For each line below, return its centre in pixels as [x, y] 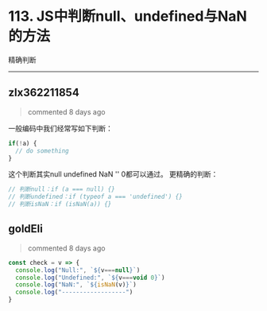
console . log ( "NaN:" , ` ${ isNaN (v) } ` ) [76, 285]
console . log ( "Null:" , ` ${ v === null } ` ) [78, 270]
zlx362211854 [44, 93]
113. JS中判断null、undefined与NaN [128, 16]
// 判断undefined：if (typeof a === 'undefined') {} [95, 197]
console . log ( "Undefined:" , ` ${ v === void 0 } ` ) [90, 278]
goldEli [26, 229]
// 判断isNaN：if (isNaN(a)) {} [60, 204]
